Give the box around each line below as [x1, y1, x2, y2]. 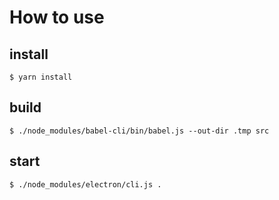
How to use [9, 6, 105, 29]
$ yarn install [9, 72, 73, 82]
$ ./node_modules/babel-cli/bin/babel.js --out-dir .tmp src [9, 126, 270, 136]
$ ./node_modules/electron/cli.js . [9, 179, 162, 190]
